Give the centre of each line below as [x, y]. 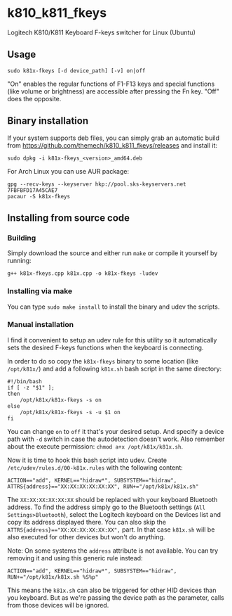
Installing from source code [69, 218]
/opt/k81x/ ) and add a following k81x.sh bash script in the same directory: [115, 368]
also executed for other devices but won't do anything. [86, 537]
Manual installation [41, 325]
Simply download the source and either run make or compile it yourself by [112, 253]
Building [22, 238]
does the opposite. [34, 98]
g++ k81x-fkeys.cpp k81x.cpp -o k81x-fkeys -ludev [83, 274]
